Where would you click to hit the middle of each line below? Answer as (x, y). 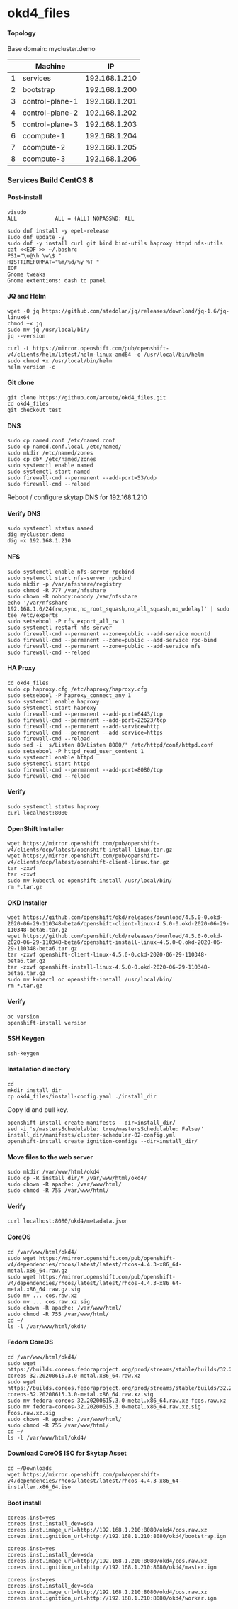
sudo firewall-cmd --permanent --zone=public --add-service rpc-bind (112, 640)
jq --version (27, 336)
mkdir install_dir (34, 1090)
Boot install (24, 1503)
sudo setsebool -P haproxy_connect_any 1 (69, 695)
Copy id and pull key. (38, 1109)
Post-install (25, 197)
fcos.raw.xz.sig (31, 1413)
